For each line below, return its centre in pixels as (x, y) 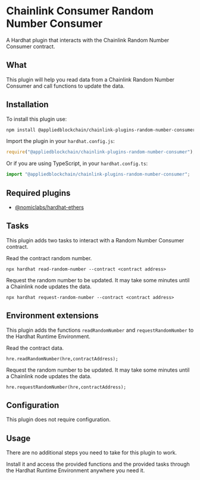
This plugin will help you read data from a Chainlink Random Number (90, 79)
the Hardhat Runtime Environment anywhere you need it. (76, 470)
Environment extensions (52, 316)
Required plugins (38, 193)
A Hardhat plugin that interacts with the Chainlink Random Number (88, 40)
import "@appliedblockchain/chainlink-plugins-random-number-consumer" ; (98, 174)
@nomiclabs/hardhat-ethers (49, 207)
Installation (27, 105)
